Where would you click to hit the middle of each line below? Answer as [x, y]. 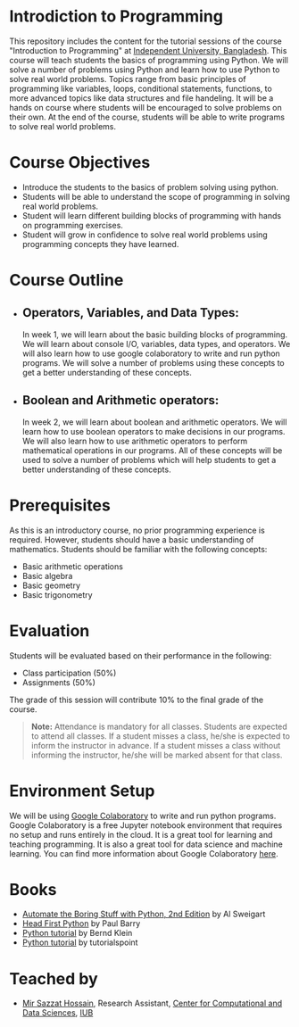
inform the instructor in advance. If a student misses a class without [156, 745]
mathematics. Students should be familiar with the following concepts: [138, 549]
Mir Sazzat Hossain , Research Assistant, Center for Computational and [152, 1003]
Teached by [54, 978]
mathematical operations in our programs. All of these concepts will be [152, 450]
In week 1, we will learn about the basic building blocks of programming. [155, 334]
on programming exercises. [72, 225]
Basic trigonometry [57, 594]
